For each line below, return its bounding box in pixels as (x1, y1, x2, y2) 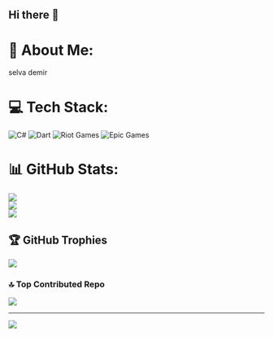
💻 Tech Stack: (8, 98, 109, 116)
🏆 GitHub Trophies (8, 233, 108, 247)
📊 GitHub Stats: (8, 160, 119, 179)
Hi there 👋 (8, 8, 59, 22)
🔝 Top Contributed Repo (8, 278, 106, 290)
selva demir (8, 68, 48, 77)
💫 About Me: (8, 41, 94, 59)
